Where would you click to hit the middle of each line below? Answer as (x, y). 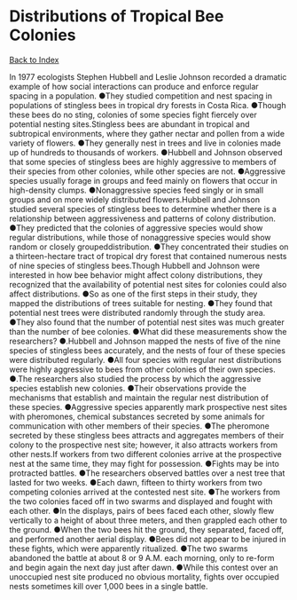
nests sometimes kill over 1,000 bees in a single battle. (109, 586)
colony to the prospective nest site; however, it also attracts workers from (143, 445)
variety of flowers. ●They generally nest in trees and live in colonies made (145, 143)
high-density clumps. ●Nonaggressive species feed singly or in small (137, 190)
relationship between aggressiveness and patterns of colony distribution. (143, 218)
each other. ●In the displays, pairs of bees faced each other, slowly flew (142, 510)
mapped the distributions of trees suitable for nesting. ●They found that (141, 303)
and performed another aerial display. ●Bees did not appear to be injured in (148, 539)
